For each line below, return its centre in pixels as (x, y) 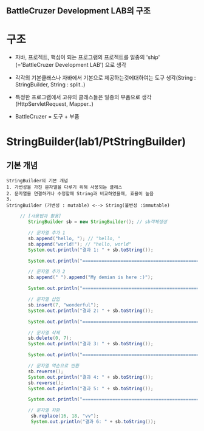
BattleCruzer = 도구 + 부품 (47, 117)
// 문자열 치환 (44, 410)
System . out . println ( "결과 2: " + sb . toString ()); (91, 311)
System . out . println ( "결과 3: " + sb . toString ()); (91, 344)
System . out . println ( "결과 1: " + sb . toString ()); (91, 250)
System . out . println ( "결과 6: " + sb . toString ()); (93, 422)
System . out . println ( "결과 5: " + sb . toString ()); (91, 388)
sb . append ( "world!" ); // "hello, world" (80, 244)
